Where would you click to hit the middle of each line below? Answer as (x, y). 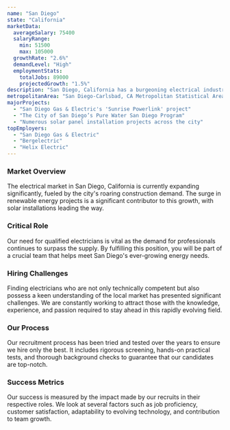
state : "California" (37, 20)
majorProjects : (29, 103)
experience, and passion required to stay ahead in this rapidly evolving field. (115, 310)
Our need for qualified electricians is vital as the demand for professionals (111, 241)
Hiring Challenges (38, 273)
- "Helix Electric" (41, 147)
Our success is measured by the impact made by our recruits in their (104, 397)
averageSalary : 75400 (44, 33)
